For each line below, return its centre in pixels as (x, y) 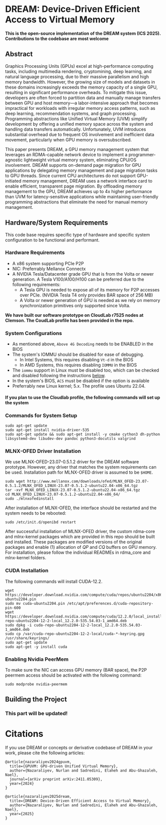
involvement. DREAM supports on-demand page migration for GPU (73, 165)
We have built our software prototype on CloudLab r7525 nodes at (74, 315)
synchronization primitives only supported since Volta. (75, 305)
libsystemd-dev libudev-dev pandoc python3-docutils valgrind (70, 439)
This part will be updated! (37, 714)
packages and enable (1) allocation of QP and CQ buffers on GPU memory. (81, 547)
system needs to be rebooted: (36, 513)
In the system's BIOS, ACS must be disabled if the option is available (81, 381)
